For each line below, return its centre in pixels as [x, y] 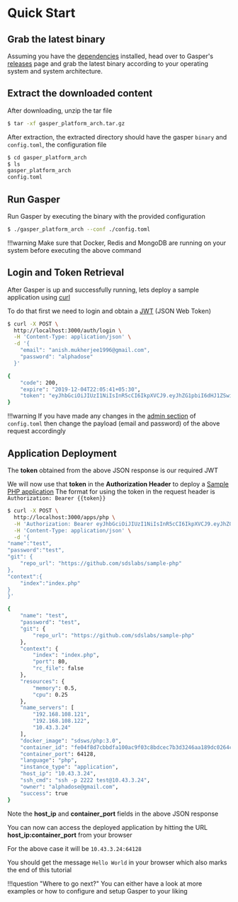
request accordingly [36, 431]
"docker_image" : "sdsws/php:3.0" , [71, 741]
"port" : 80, [51, 662]
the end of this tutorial [40, 869]
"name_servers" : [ [47, 708]
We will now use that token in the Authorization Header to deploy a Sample [118, 484]
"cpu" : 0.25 [51, 695]
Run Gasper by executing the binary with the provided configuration [106, 216]
